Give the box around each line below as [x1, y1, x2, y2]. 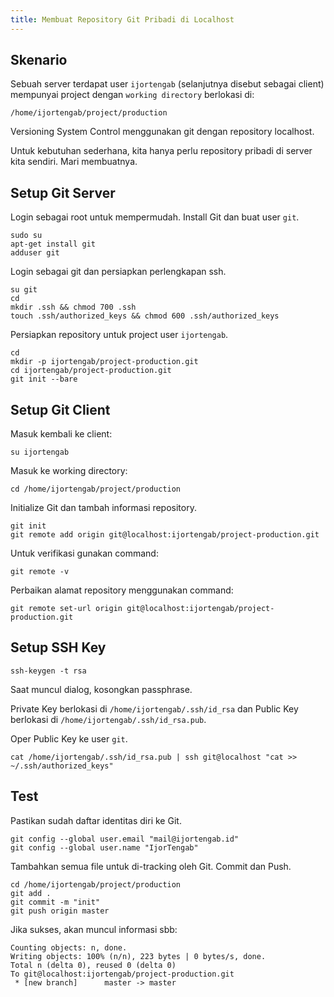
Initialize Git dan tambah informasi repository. [10, 502, 197, 514]
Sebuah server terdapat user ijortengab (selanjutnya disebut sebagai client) [10, 78, 325, 90]
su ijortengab [10, 447, 70, 458]
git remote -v [10, 567, 70, 577]
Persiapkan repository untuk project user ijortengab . [10, 329, 229, 341]
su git [10, 285, 38, 295]
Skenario [10, 52, 68, 69]
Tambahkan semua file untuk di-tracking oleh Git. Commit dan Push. [10, 860, 292, 872]
